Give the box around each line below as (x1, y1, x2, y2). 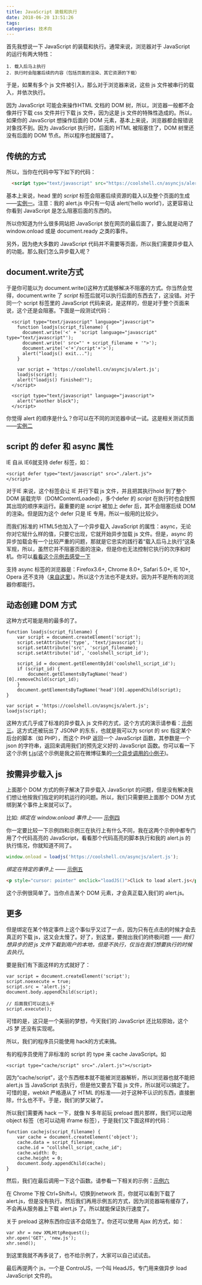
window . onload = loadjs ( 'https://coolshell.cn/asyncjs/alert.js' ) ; (6, 854, 179, 860)
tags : (6, 20, 20, 26)
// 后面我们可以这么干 (6, 1001, 55, 1007)
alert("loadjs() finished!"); (17, 377, 93, 383)
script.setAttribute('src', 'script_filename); (17, 645, 138, 651)
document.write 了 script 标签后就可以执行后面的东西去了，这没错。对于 (16, 292, 195, 299)
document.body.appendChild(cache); (17, 1160, 106, 1166)
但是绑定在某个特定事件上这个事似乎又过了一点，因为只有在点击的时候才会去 (6, 926, 196, 933)
